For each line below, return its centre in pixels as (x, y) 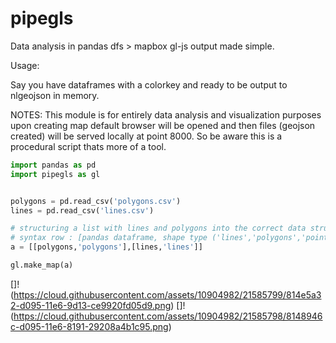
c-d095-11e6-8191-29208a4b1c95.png (89, 326)
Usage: (25, 65)
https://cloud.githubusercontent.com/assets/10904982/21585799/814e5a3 (167, 294)
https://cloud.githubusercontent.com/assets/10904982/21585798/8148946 (168, 316)
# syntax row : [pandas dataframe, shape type (109, 238)
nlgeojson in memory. (55, 95)
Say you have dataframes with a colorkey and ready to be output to (149, 84)
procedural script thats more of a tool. (88, 146)
